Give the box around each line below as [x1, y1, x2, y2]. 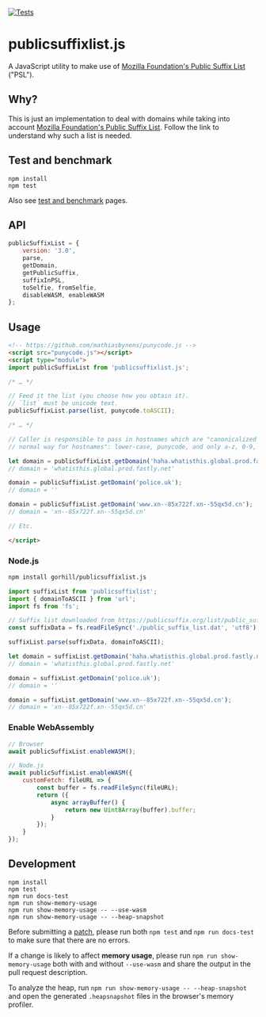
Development [8, 857, 77, 871]
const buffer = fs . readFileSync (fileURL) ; [36, 784, 179, 792]
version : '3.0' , [22, 247, 77, 255]
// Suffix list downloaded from [8, 617, 115, 625]
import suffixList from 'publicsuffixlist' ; [8, 587, 158, 595]
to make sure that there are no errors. [8, 935, 131, 945]
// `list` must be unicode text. [8, 400, 119, 407]
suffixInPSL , [22, 276, 66, 285]
